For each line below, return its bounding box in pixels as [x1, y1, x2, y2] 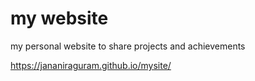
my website [10, 7, 109, 30]
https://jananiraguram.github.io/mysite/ [10, 59, 172, 71]
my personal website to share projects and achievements [10, 40, 246, 52]
